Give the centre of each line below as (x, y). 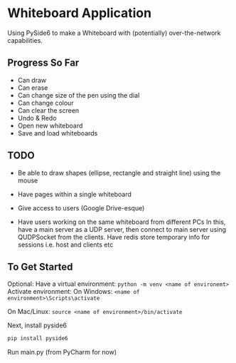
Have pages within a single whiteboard (74, 194)
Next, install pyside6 (37, 325)
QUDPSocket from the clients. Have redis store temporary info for (114, 237)
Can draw (32, 80)
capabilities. (25, 40)
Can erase (33, 88)
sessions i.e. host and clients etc (65, 245)
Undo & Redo (37, 118)
